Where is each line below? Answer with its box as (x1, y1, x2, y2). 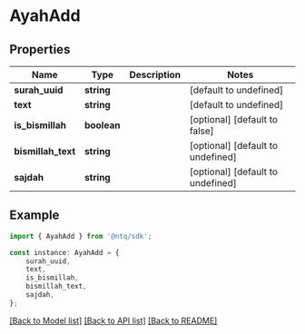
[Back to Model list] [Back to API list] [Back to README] (9, 315, 218, 326)
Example (9, 208, 60, 223)
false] (189, 124, 215, 137)
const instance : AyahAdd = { (9, 248, 120, 257)
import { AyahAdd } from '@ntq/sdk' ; (9, 231, 152, 241)
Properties (9, 42, 71, 57)
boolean (84, 119, 121, 132)
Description (129, 69, 182, 81)
